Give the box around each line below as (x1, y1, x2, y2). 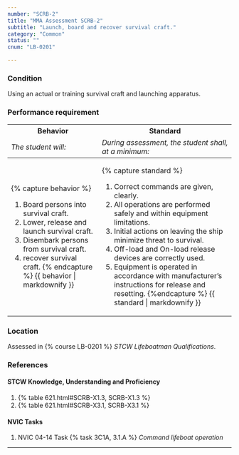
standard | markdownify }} (113, 297, 201, 307)
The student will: (11, 142, 66, 152)
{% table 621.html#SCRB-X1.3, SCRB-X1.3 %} (17, 394, 151, 402)
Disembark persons (23, 235, 89, 245)
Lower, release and (23, 217, 87, 227)
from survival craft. (23, 244, 87, 254)
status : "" (7, 37, 40, 44)
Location (7, 326, 39, 336)
